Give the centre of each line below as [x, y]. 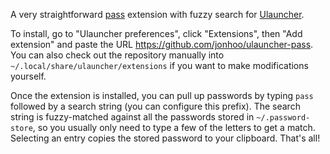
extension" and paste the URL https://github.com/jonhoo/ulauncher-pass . [162, 44]
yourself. [28, 76]
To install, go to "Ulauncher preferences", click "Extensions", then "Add [156, 33]
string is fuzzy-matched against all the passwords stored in [132, 117]
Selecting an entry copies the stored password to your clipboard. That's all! [165, 138]
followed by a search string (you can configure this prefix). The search [155, 106]
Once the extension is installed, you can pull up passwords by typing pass [162, 95]
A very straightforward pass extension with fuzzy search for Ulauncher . [157, 14]
